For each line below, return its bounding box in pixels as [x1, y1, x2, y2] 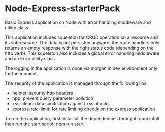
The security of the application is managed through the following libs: [5, 80, 148, 86]
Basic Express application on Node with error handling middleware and [5, 19, 151, 25]
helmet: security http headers [12, 90, 73, 96]
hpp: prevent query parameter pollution [12, 95, 94, 101]
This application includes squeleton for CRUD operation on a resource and [5, 34, 158, 40]
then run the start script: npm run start [5, 121, 84, 127]
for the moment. [5, 70, 38, 76]
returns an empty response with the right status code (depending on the [5, 45, 154, 51]
